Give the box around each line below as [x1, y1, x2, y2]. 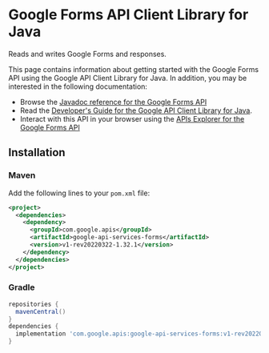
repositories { [8, 300, 59, 308]
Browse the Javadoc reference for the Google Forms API [19, 97, 207, 106]
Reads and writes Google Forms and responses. [8, 49, 167, 58]
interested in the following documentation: [8, 82, 148, 91]
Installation [8, 146, 66, 159]
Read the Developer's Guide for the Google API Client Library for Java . [19, 106, 253, 115]
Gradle [8, 282, 35, 293]
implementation [15, 330, 66, 338]
